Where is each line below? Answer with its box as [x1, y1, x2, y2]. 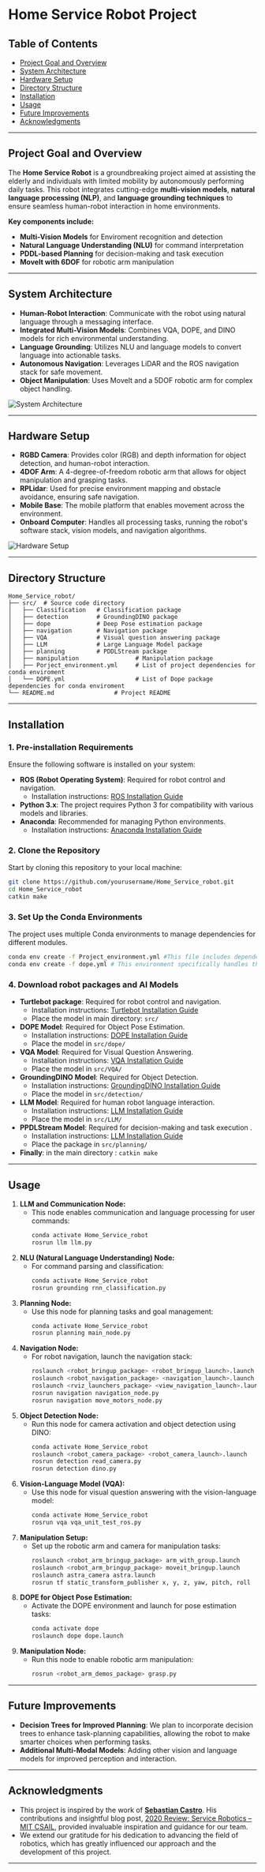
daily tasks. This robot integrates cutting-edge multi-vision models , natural [8, 184, 256, 194]
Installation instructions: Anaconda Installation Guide [31, 825, 203, 835]
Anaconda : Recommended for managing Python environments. [19, 816, 226, 826]
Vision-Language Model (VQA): [19, 1479, 125, 1489]
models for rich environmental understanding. [19, 333, 169, 343]
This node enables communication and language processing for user [31, 1208, 256, 1217]
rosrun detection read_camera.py [31, 1457, 142, 1465]
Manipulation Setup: [19, 1532, 88, 1542]
